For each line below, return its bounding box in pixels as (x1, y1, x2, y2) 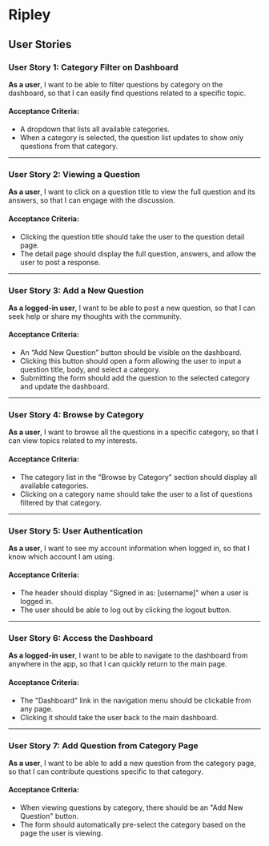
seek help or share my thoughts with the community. (8, 311, 182, 321)
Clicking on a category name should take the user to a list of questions (19, 489, 253, 498)
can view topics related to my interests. (8, 436, 138, 445)
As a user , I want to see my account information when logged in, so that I (8, 543, 250, 553)
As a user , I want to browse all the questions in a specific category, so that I (8, 427, 259, 437)
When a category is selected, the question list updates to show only (19, 133, 244, 143)
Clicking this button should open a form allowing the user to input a (19, 357, 242, 366)
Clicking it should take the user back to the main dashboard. (19, 712, 219, 722)
